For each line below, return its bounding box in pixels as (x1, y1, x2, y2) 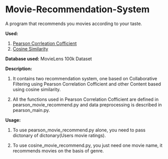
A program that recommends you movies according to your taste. (5, 20, 143, 27)
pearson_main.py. (12, 107, 50, 113)
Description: (5, 65, 32, 72)
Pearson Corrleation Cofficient (12, 40, 77, 47)
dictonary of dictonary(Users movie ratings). (12, 132, 106, 139)
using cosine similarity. (12, 86, 61, 93)
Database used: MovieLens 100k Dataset (5, 55, 92, 62)
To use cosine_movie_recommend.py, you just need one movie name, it (12, 142, 163, 148)
